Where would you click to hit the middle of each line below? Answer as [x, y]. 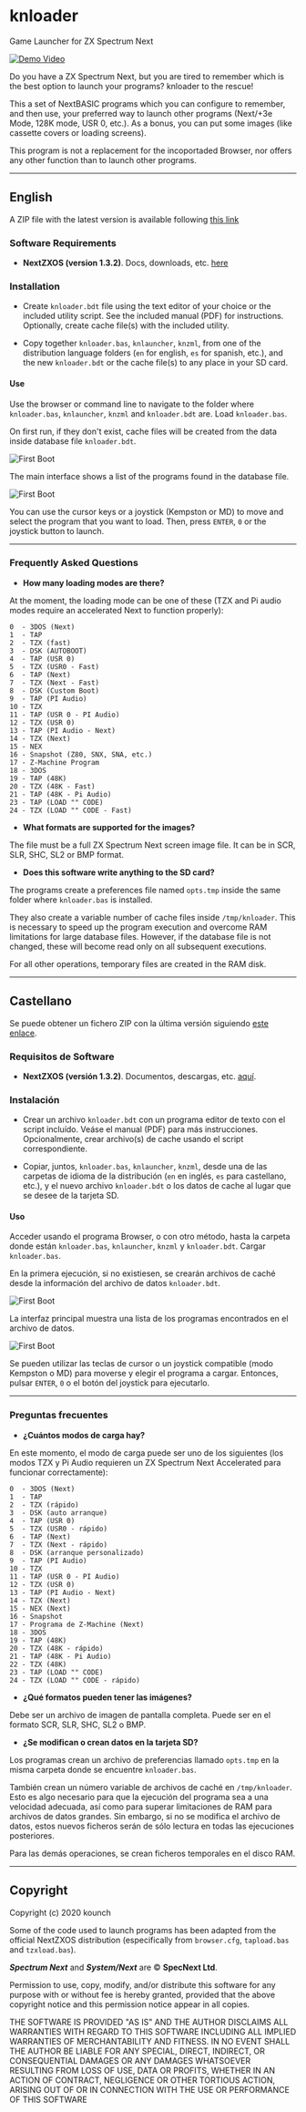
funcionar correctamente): [59, 1472]
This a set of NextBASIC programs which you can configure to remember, [148, 103]
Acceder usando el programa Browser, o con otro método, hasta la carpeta [150, 1237]
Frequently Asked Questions [74, 563]
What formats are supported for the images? [109, 827]
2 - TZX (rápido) [44, 1505]
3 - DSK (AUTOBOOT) [49, 651]
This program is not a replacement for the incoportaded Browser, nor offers [151, 150]
